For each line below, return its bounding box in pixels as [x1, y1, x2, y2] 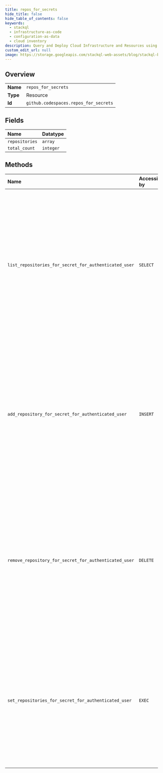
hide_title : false [5, 12, 42, 16]
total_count [7, 146, 35, 151]
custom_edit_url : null [5, 48, 51, 52]
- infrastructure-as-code [9, 30, 62, 34]
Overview [5, 70, 35, 78]
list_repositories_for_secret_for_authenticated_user [7, 262, 134, 267]
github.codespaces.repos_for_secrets [26, 100, 114, 106]
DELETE [139, 558, 154, 563]
